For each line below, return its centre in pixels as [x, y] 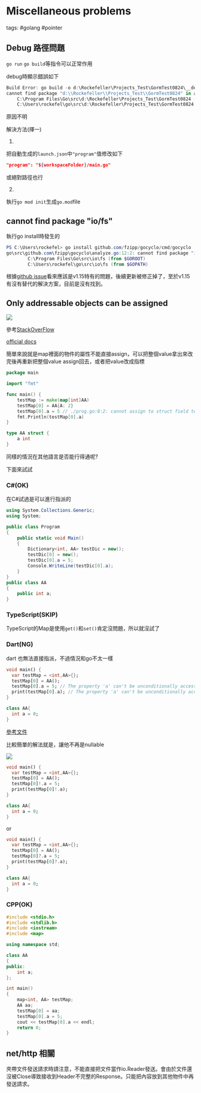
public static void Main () [51, 538]
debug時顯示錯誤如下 [33, 76]
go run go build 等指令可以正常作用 [49, 64]
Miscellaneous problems [69, 11]
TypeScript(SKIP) [32, 615]
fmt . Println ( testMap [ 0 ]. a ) [51, 417]
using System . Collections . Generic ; [51, 511]
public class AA [26, 582]
